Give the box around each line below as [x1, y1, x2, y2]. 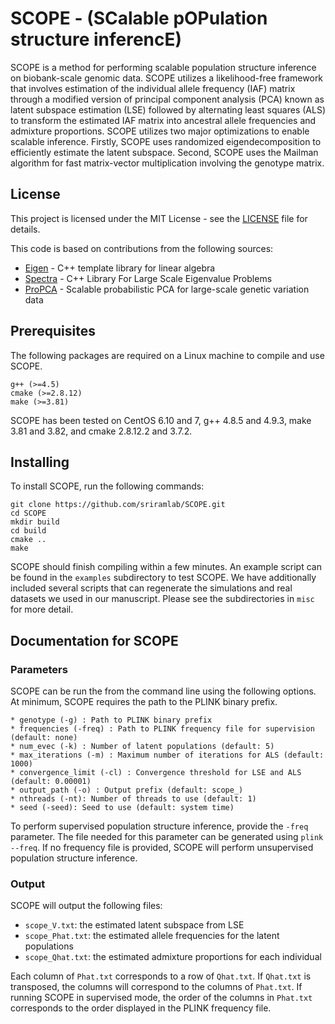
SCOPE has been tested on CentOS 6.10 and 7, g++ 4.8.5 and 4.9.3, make [10, 414, 312, 426]
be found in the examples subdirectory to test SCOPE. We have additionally [10, 572, 317, 584]
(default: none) [10, 733, 78, 743]
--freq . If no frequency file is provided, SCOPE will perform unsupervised [10, 842, 314, 854]
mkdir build [10, 517, 60, 527]
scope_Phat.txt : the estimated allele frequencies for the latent [24, 930, 280, 942]
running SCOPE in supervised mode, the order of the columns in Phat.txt [10, 992, 313, 1004]
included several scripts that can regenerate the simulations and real [10, 582, 293, 594]
